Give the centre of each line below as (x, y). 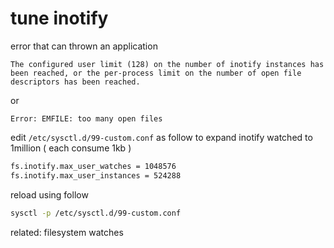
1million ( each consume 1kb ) (71, 148)
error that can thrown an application (84, 46)
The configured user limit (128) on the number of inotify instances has (167, 64)
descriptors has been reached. (75, 82)
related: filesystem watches (67, 232)
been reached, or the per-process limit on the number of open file (156, 73)
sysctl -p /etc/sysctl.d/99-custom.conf (96, 213)
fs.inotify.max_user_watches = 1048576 (93, 166)
